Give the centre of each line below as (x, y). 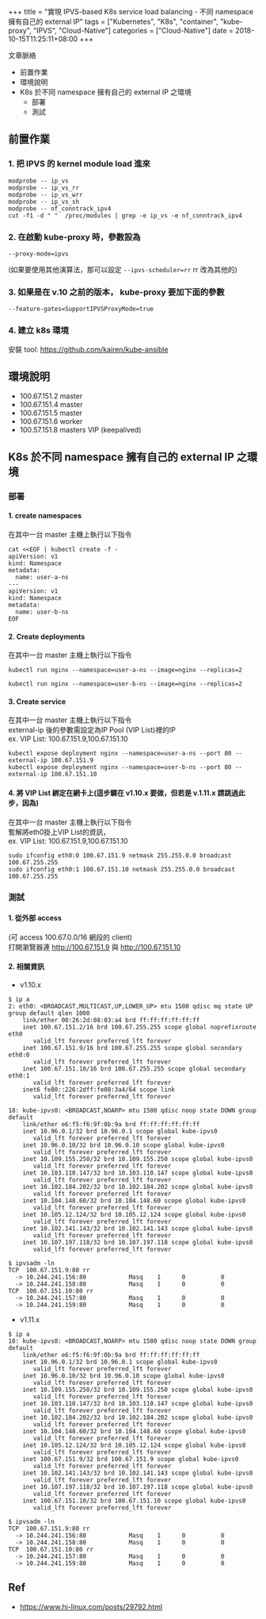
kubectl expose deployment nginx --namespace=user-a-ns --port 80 (120, 754)
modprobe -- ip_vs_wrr (46, 194)
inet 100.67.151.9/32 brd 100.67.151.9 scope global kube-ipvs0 (131, 1459)
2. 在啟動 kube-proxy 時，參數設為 (74, 237)
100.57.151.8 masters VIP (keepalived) (80, 430)
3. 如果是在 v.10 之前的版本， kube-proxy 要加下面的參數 (116, 292)
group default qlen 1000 (49, 1013)
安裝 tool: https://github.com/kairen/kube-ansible (88, 349)
